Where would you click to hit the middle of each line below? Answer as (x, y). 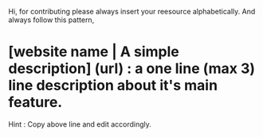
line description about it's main (113, 86)
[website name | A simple (94, 52)
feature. (35, 103)
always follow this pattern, (51, 20)
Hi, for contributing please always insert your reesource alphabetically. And (132, 11)
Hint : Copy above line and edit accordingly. (80, 124)
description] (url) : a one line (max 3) (132, 68)
